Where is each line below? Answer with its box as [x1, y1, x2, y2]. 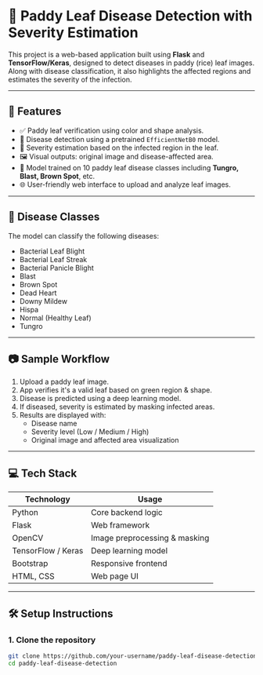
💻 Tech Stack [8, 466, 77, 480]
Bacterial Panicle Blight [19, 263, 94, 272]
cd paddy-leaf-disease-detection [8, 659, 117, 667]
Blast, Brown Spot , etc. [19, 171, 95, 181]
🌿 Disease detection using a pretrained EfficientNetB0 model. [19, 134, 220, 144]
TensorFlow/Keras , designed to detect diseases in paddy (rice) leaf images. [8, 58, 255, 67]
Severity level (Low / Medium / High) [31, 427, 150, 436]
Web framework [91, 520, 150, 531]
